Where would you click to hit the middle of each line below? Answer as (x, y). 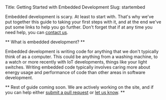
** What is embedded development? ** (45, 42)
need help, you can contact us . (37, 32)
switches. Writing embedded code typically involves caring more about (78, 67)
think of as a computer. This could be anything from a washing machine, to (82, 57)
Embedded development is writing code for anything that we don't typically (82, 51)
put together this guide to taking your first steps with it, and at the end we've (83, 22)
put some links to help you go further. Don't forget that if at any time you (79, 27)
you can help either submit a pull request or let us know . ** (65, 92)
